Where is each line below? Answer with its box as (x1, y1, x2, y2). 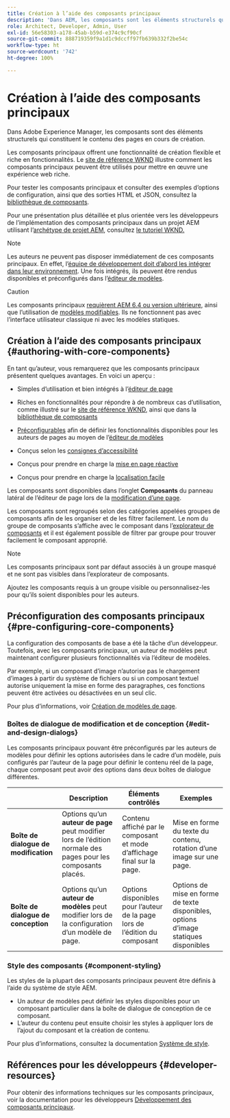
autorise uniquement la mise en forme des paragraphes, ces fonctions (7, 682, 205, 690)
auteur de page (62, 818, 113, 827)
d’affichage (122, 848, 159, 857)
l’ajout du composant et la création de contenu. (16, 1026, 151, 1034)
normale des (62, 843, 103, 853)
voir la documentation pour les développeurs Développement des (7, 1095, 192, 1104)
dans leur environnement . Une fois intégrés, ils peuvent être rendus (7, 267, 197, 275)
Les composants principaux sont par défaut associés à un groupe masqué (7, 562, 217, 571)
